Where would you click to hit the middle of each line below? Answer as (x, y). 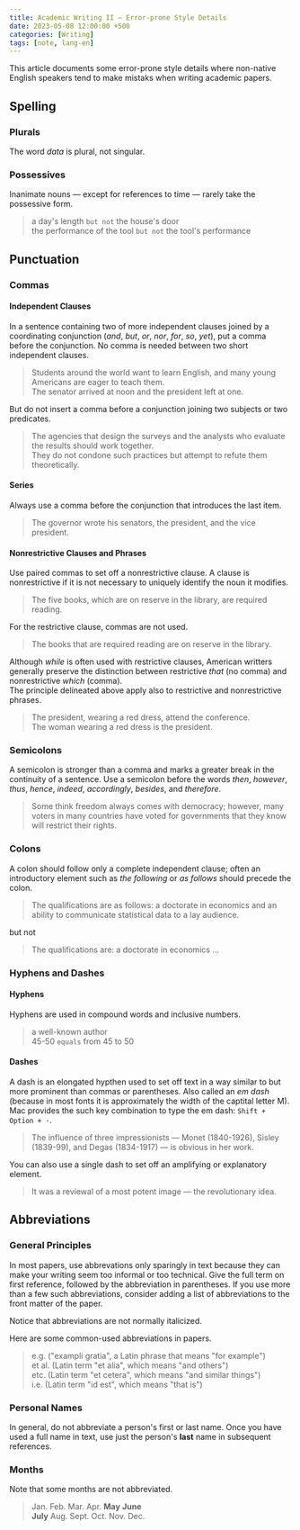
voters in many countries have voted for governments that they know (159, 816)
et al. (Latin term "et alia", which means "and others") (130, 1365)
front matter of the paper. (56, 1303)
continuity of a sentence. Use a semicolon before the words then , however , (148, 779)
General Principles (50, 1246)
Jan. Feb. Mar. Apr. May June (86, 1507)
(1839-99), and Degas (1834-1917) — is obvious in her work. (142, 1147)
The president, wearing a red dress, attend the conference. (141, 717)
